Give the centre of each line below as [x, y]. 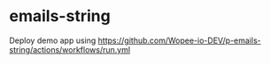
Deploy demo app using [53, 40]
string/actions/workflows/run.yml [70, 49]
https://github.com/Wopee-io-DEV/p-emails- [179, 40]
